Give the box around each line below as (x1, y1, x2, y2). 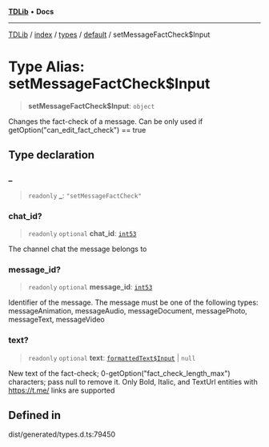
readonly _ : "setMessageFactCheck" (27, 190, 143, 200)
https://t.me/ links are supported (8, 385, 115, 395)
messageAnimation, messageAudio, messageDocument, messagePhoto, (8, 306, 248, 316)
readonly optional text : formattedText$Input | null (27, 353, 196, 362)
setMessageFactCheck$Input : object (27, 101, 155, 110)
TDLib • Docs (8, 7, 54, 16)
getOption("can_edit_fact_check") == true (8, 125, 147, 134)
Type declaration (8, 148, 94, 162)
